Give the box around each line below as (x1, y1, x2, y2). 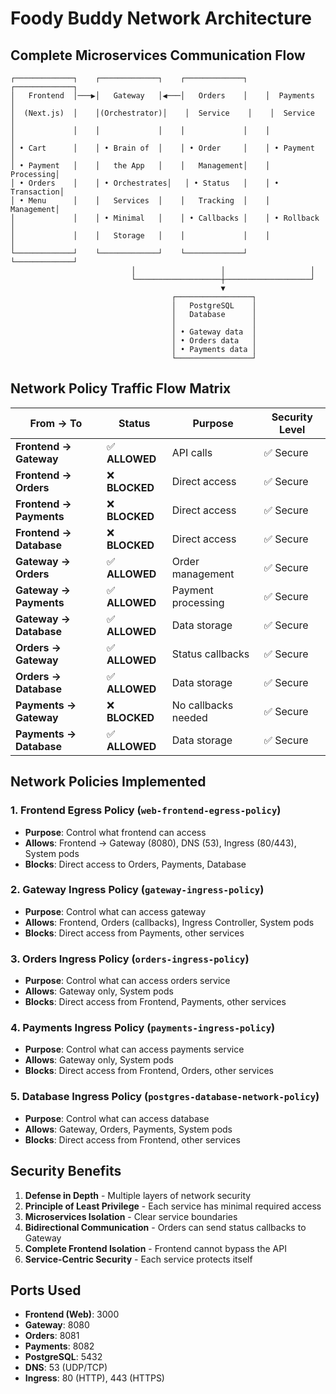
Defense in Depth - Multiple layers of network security (24, 1189, 252, 1201)
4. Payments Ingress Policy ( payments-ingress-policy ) (10, 1021, 276, 1035)
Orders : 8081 (24, 1330, 80, 1342)
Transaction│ (10, 187, 65, 197)
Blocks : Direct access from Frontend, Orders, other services (24, 1065, 274, 1077)
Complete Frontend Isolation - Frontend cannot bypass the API (24, 1242, 287, 1254)
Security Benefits (10, 1163, 122, 1180)
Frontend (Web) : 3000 (24, 1308, 120, 1321)
